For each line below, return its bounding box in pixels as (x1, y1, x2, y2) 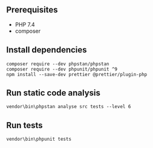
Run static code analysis (6, 88, 101, 98)
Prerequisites (6, 5, 58, 15)
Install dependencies (6, 45, 87, 55)
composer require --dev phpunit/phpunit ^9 (6, 66, 118, 72)
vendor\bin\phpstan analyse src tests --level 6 (6, 104, 131, 110)
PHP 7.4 (15, 21, 35, 28)
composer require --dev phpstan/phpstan (6, 60, 110, 67)
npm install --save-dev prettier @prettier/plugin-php (6, 71, 148, 77)
